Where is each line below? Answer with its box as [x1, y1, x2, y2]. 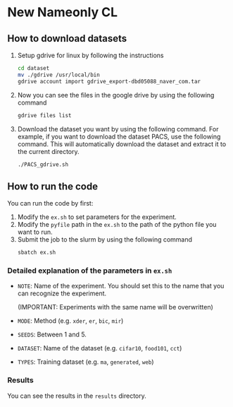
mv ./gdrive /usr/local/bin [17, 71, 100, 78]
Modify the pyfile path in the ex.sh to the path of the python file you [17, 220, 217, 229]
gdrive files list [17, 112, 72, 119]
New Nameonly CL [7, 4, 118, 20]
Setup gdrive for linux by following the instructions [17, 51, 164, 59]
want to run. [17, 228, 53, 237]
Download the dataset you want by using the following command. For [17, 124, 219, 133]
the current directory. [17, 147, 80, 155]
